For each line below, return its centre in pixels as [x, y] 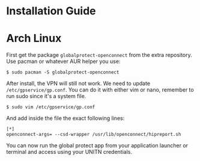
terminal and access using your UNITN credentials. [69, 152]
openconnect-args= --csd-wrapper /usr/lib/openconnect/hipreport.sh [94, 135]
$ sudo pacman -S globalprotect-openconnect [63, 72]
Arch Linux [34, 39]
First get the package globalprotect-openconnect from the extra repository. [99, 55]
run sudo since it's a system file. [46, 96]
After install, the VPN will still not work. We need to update [78, 83]
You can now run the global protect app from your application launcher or [97, 145]
